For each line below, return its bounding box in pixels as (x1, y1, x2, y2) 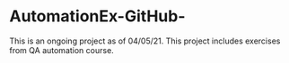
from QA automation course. (9, 44, 114, 55)
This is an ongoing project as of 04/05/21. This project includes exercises (9, 35, 281, 46)
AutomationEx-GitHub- (9, 6, 186, 27)
